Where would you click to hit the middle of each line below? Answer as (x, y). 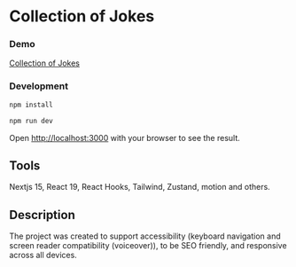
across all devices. (43, 255)
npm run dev (31, 121)
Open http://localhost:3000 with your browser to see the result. (125, 137)
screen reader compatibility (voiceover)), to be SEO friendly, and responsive (148, 246)
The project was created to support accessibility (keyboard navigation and (145, 236)
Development (39, 86)
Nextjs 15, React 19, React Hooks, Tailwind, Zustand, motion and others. (140, 187)
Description (42, 215)
